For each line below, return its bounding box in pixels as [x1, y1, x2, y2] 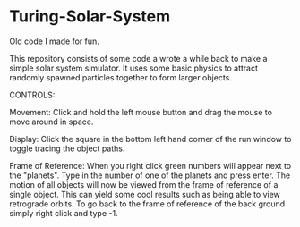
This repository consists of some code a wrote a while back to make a [9, 53, 268, 63]
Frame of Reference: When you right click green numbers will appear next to [9, 160, 292, 171]
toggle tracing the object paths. [9, 143, 125, 154]
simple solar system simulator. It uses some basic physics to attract [9, 63, 258, 73]
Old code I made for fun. [9, 36, 100, 46]
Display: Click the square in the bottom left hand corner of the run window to [9, 133, 292, 144]
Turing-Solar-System [9, 6, 171, 27]
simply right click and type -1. [9, 207, 118, 218]
